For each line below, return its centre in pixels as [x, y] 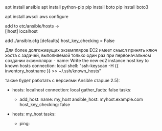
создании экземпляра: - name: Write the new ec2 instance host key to [77, 60]
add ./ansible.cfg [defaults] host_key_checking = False [60, 41]
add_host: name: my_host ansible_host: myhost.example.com [81, 99]
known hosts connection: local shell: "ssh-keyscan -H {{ [62, 66]
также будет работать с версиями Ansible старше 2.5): [62, 80]
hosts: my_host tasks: [34, 114]
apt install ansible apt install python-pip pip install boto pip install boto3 [77, 7]
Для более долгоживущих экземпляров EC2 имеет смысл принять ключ [81, 50]
